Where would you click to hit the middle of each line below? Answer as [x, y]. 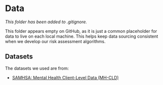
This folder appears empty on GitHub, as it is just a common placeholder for [81, 31]
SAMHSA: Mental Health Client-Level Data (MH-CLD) [65, 77]
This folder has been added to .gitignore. [46, 22]
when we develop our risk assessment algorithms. [55, 41]
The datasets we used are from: [37, 68]
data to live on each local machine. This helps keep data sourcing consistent [81, 36]
